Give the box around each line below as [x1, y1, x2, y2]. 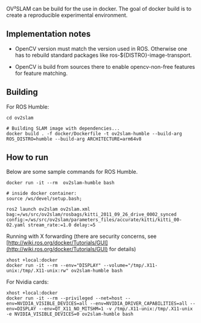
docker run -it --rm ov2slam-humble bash [6, 180, 115, 186]
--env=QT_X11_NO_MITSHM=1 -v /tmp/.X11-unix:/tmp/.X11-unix [38, 306, 193, 312]
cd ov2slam [6, 115, 34, 121]
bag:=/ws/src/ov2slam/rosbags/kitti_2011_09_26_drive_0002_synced [6, 211, 177, 218]
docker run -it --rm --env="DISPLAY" [6, 263, 101, 269]
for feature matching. [14, 69, 68, 77]
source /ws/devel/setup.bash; [6, 196, 83, 202]
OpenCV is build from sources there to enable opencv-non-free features [14, 63, 196, 70]
